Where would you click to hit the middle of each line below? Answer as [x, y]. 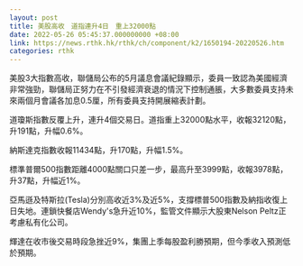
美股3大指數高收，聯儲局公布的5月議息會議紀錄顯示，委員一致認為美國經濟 [148, 78]
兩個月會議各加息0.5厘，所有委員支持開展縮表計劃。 [114, 101]
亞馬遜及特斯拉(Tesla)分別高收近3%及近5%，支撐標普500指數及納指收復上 [149, 200]
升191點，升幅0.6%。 [49, 131]
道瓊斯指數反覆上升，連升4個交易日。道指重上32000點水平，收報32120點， [150, 120]
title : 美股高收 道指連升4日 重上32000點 [83, 26]
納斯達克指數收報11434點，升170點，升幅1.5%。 [98, 151]
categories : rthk [42, 51]
